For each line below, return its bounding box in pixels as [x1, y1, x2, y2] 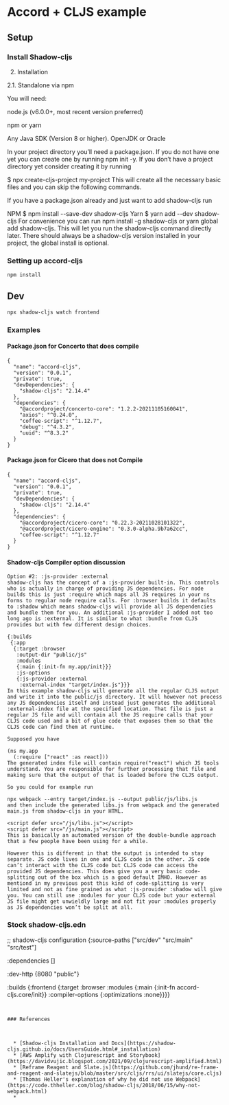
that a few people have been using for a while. [7, 838, 149, 845]
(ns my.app [7, 747, 38, 755]
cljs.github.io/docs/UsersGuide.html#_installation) [7, 1046, 161, 1053]
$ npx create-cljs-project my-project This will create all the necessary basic [7, 175, 221, 184]
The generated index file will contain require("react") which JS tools [7, 760, 219, 767]
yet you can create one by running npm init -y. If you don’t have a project [7, 155, 213, 163]
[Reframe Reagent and [19, 1064, 81, 1071]
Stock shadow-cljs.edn [7, 920, 86, 930]
